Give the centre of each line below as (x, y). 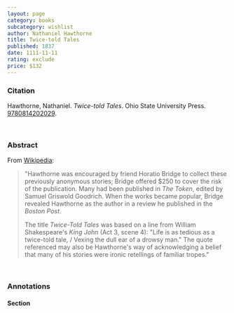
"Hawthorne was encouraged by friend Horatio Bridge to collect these (125, 174)
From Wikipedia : (31, 160)
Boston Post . (43, 211)
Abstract (23, 145)
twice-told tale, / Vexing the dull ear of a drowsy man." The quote (119, 240)
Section (19, 303)
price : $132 (25, 66)
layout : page (26, 14)
